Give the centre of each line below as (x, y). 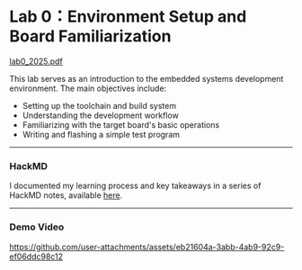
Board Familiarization (90, 36)
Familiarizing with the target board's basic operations (121, 124)
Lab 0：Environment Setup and (128, 17)
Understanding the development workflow (101, 115)
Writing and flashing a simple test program (101, 134)
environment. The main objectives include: (88, 88)
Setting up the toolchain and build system (99, 105)
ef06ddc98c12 (36, 256)
